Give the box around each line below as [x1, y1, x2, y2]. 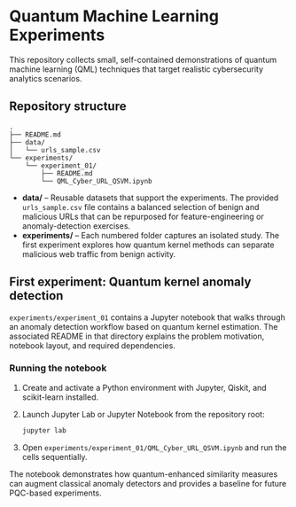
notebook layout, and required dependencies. [9, 339, 175, 351]
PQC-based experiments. [9, 487, 102, 498]
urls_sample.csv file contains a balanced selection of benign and [21, 201, 260, 212]
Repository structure [9, 99, 127, 114]
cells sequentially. [21, 451, 88, 462]
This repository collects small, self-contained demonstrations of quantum [9, 54, 277, 65]
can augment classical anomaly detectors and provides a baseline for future [9, 478, 287, 488]
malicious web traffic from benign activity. [21, 248, 176, 259]
